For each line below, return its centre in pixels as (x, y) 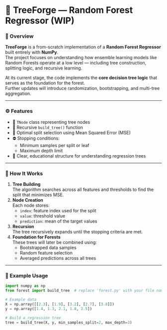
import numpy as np (25, 286)
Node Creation (28, 200)
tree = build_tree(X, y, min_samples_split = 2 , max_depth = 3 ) (69, 323)
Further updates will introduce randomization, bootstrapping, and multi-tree (83, 88)
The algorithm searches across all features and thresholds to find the (83, 190)
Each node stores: (31, 205)
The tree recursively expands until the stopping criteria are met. (78, 232)
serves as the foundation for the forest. (45, 83)
